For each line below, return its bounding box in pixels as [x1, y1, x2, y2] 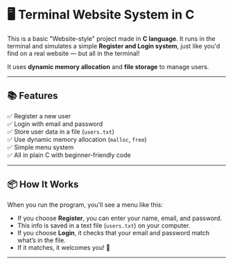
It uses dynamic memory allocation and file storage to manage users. [7, 62, 209, 71]
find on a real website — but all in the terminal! [7, 49, 140, 57]
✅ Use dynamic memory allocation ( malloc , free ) [7, 135, 147, 143]
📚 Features [7, 90, 58, 102]
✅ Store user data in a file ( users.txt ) [7, 127, 114, 136]
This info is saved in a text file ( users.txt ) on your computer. [17, 221, 191, 230]
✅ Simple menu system [7, 143, 74, 151]
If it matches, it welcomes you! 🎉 [17, 243, 111, 251]
